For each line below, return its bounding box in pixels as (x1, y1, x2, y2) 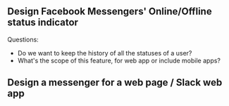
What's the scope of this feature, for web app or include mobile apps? (17, 56, 221, 65)
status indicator (7, 17, 79, 29)
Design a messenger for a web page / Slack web (7, 77, 223, 88)
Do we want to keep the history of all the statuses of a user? (17, 48, 192, 57)
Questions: (7, 35, 39, 44)
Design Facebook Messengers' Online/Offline (7, 6, 213, 18)
